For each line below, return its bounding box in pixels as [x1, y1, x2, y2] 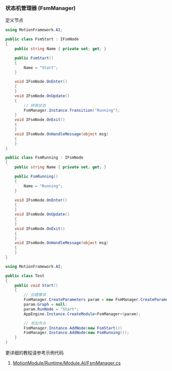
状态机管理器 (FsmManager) [5, 4, 76, 11]
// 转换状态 [24, 103, 46, 108]
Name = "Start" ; [24, 65, 58, 70]
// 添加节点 [24, 321, 46, 326]
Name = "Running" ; [24, 183, 63, 188]
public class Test [5, 273, 45, 278]
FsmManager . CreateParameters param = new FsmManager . [24, 297, 141, 302]
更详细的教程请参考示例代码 [5, 350, 64, 356]
